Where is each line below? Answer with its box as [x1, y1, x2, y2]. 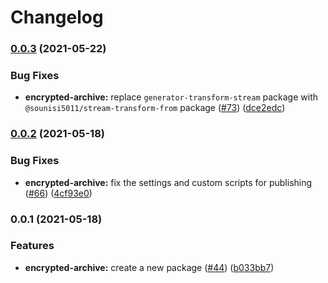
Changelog [10, 6, 104, 29]
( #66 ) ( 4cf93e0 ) [24, 187, 93, 199]
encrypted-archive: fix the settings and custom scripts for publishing [24, 176, 313, 188]
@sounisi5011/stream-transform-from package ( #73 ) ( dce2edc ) [24, 102, 286, 114]
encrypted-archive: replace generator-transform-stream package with [24, 91, 319, 103]
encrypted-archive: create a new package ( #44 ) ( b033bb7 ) [24, 261, 275, 273]
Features [10, 239, 55, 253]
